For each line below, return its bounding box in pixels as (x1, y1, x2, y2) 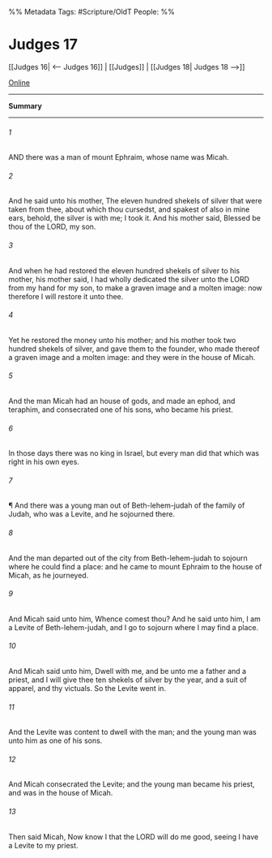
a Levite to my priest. (8, 840, 79, 850)
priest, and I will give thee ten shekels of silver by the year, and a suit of (8, 675, 247, 684)
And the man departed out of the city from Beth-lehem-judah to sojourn (8, 553, 249, 563)
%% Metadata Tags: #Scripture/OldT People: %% (8, 7, 176, 16)
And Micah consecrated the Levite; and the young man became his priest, (8, 779, 255, 789)
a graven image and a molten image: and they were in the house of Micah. (8, 352, 256, 362)
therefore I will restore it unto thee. (8, 291, 124, 301)
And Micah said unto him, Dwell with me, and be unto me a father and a (8, 666, 247, 676)
